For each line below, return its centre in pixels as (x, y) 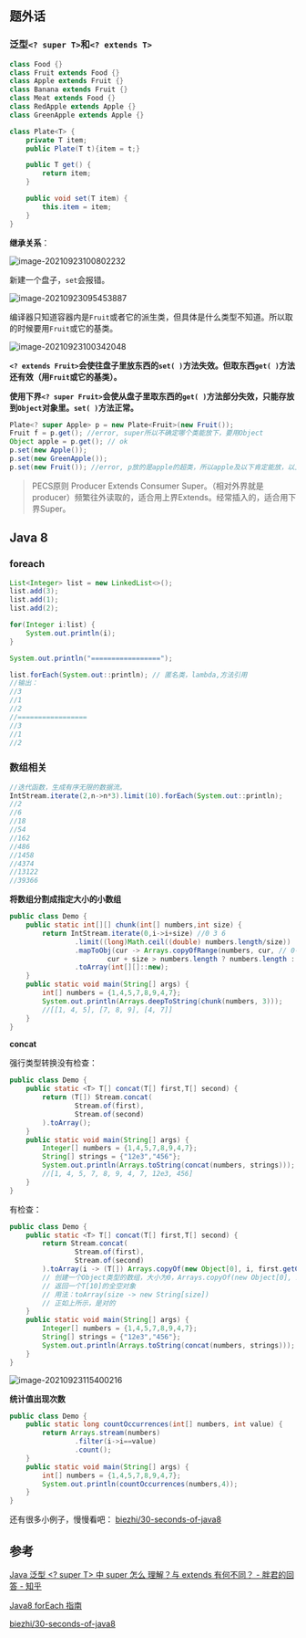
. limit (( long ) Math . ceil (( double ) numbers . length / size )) (183, 942)
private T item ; (57, 140)
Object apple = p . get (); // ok (69, 442)
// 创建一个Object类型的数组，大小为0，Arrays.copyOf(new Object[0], (167, 1277)
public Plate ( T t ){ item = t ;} (83, 149)
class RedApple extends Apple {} (73, 107)
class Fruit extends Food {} (65, 73)
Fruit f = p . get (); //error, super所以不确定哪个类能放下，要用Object (137, 433)
